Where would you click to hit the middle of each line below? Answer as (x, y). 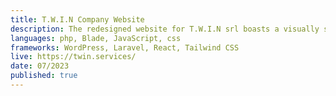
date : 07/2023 (40, 66)
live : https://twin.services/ (73, 57)
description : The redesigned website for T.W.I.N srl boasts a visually (165, 29)
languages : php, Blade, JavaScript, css (96, 38)
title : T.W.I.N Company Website (77, 19)
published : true (44, 76)
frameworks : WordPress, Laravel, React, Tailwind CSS (125, 47)
